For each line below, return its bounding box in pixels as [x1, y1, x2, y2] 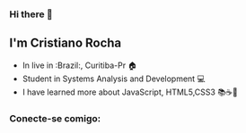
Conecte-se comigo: [9, 112, 101, 124]
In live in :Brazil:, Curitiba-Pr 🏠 [22, 60, 137, 71]
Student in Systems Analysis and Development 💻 [22, 73, 206, 84]
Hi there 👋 [9, 8, 54, 21]
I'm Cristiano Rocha [9, 36, 122, 51]
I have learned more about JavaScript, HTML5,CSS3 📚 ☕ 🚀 [22, 87, 238, 97]
